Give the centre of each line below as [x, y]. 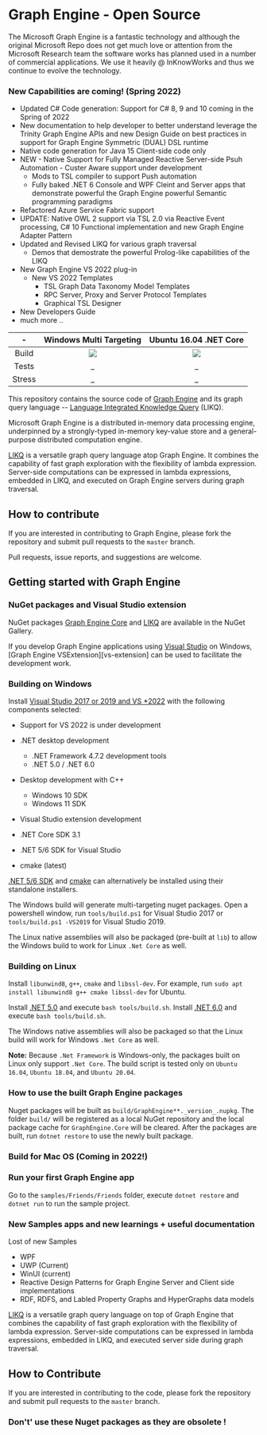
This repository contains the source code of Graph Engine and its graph [126, 399]
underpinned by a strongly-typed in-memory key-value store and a [118, 431]
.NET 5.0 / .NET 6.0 [63, 765]
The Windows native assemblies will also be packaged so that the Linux [126, 1031]
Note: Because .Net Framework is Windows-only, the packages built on [124, 1055]
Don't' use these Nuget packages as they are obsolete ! [117, 1421]
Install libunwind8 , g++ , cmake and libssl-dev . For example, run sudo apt [126, 984]
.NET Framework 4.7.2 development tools [99, 756]
